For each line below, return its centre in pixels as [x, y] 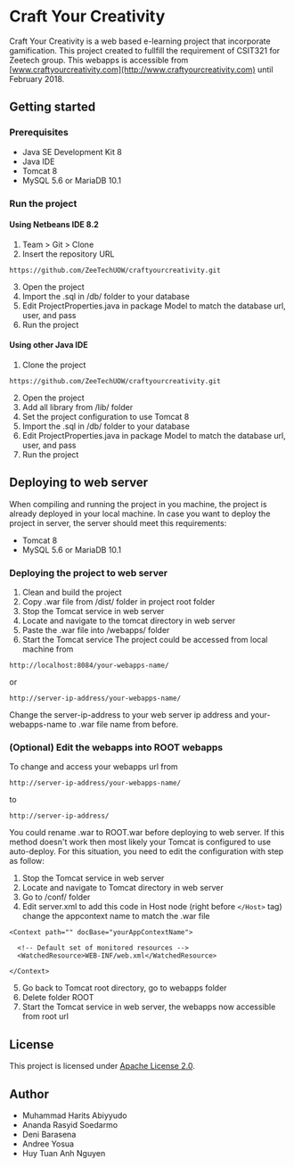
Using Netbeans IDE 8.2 [54, 225]
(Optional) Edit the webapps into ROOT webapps [116, 747]
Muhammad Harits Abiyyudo [74, 1115]
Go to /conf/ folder [56, 897]
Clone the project [54, 365]
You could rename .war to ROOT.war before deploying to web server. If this [147, 833]
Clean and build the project [72, 592]
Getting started [53, 107]
